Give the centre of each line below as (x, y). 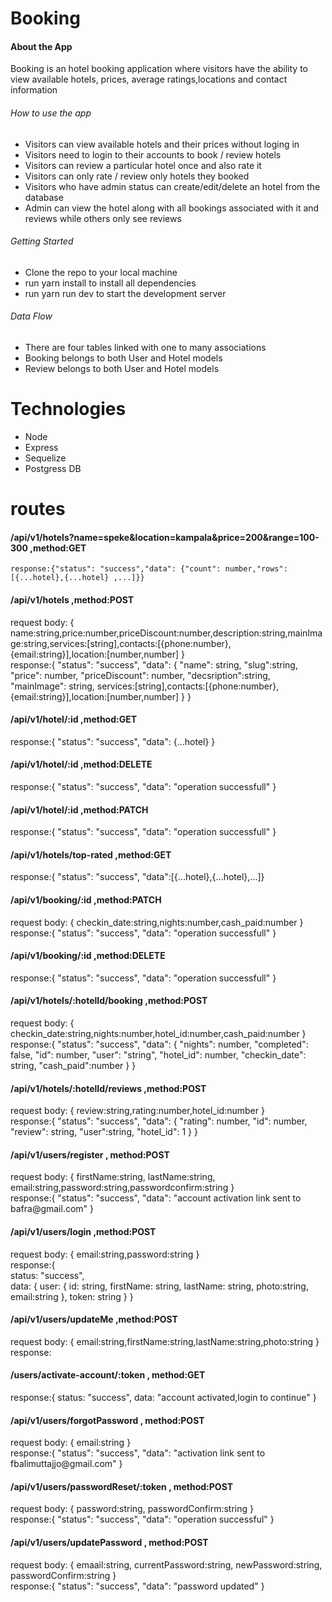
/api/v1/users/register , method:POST (90, 1154)
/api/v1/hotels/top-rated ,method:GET (91, 854)
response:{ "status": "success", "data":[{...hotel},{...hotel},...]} (137, 877)
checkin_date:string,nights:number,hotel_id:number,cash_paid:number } (158, 1033)
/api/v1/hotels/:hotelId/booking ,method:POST (109, 1001)
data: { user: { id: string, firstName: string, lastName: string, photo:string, (159, 1286)
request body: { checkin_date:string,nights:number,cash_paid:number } (157, 922)
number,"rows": (256, 569)
